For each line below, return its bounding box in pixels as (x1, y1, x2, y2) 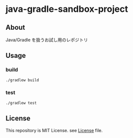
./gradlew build (5, 78, 39, 83)
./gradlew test (5, 100, 37, 105)
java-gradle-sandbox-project (5, 3, 128, 15)
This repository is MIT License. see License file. (5, 127, 103, 133)
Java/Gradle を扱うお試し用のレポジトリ (5, 37, 88, 43)
